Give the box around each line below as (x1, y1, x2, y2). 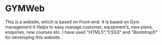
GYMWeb (5, 3, 45, 14)
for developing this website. (5, 34, 61, 40)
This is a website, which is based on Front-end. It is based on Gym (5, 19, 140, 25)
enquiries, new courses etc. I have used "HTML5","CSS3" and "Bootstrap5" (5, 29, 158, 35)
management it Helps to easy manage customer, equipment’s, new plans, (5, 24, 153, 30)
